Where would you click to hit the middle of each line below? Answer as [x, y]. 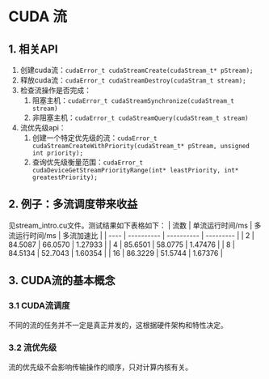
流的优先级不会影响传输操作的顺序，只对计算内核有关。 [100, 367]
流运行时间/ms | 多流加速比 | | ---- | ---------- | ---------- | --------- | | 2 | [131, 235]
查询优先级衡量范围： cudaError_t [88, 162]
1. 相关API [33, 49]
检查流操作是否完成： [55, 90]
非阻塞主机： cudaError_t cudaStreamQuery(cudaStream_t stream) [140, 117]
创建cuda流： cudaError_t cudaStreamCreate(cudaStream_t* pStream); [137, 70]
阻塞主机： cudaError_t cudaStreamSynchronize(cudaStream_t [133, 100]
